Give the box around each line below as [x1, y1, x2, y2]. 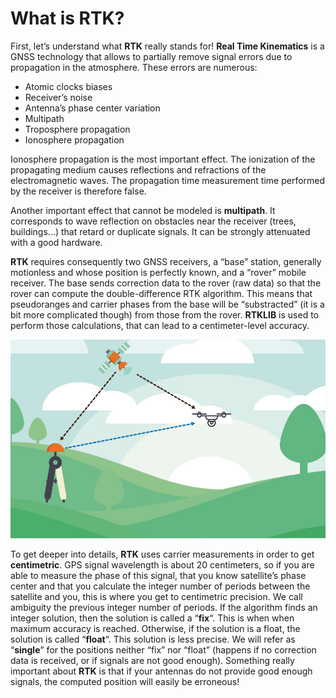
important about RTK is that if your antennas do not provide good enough [10, 665, 313, 677]
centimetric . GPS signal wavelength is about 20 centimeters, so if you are [10, 559, 315, 571]
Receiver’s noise [24, 91, 93, 103]
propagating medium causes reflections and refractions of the [10, 163, 267, 176]
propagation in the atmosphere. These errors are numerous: [10, 61, 258, 73]
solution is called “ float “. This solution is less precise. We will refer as [10, 633, 296, 646]
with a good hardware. [10, 236, 103, 248]
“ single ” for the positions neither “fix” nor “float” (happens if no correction [10, 644, 317, 656]
